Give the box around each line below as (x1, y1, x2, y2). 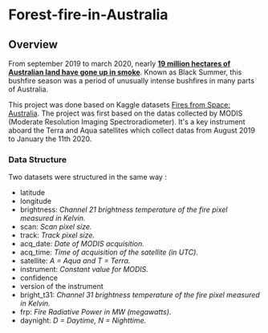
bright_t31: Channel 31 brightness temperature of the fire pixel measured (19, 290, 261, 300)
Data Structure (8, 154, 67, 165)
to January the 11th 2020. (8, 134, 92, 144)
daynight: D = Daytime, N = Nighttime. (19, 315, 147, 326)
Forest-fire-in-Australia (8, 6, 169, 24)
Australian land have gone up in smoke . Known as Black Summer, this (8, 67, 242, 77)
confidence (19, 273, 59, 282)
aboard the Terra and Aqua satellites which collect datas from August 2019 (8, 126, 255, 135)
